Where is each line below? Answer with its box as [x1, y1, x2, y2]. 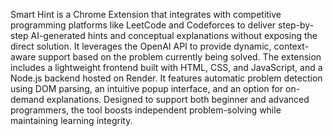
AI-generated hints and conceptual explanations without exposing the [30, 30, 318, 41]
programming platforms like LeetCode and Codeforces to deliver [10, 19, 277, 31]
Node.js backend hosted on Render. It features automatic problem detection [10, 72, 323, 84]
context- [273, 40, 310, 52]
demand [10, 94, 45, 105]
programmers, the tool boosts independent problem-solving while [10, 104, 282, 116]
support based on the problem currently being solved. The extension [38, 51, 322, 63]
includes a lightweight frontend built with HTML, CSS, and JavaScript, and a [10, 62, 323, 73]
